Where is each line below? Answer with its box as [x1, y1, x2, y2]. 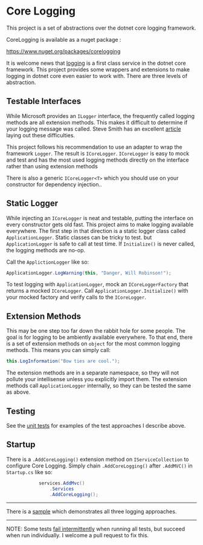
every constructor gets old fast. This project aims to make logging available [6, 221, 194, 228]
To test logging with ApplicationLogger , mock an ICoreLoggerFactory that [6, 281, 188, 288]
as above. [6, 388, 31, 396]
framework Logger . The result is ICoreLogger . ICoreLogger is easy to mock [6, 149, 189, 157]
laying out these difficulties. [6, 131, 76, 139]
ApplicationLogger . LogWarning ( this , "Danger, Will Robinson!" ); [6, 270, 172, 276]
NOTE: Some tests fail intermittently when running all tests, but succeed [6, 525, 185, 533]
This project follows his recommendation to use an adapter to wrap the [6, 143, 182, 151]
